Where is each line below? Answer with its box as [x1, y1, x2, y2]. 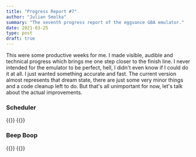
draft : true [6, 36, 35, 41]
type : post [6, 30, 33, 36]
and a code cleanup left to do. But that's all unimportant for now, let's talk [6, 83, 183, 89]
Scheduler [6, 103, 36, 111]
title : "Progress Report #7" [6, 8, 77, 15]
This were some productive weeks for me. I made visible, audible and [6, 52, 174, 58]
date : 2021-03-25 [6, 25, 49, 31]
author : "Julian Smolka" [6, 14, 67, 20]
